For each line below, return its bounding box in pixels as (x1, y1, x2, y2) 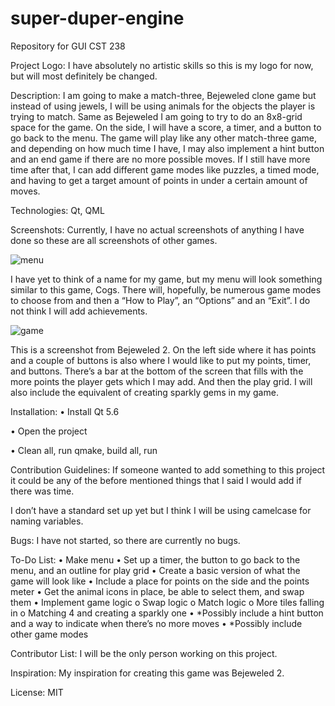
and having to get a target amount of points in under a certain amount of (10, 174, 308, 186)
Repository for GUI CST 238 (10, 40, 126, 52)
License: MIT (10, 686, 64, 698)
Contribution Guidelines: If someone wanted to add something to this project (10, 463, 326, 476)
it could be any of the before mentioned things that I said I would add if (10, 474, 302, 486)
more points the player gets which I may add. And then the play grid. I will (10, 375, 313, 387)
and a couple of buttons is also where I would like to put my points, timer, (10, 354, 312, 366)
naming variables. (10, 515, 84, 527)
